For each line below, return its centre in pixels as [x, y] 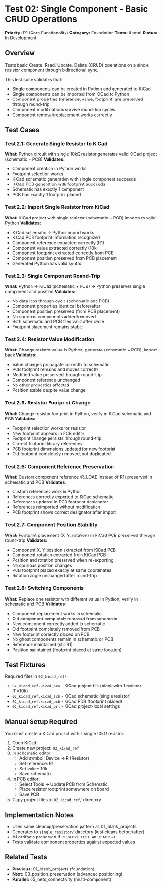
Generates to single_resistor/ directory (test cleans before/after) [78, 832]
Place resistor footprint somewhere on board [64, 789]
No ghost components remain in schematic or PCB [63, 639]
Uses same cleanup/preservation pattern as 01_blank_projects [74, 826]
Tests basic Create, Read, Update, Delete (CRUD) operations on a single [77, 65]
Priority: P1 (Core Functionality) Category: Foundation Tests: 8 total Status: [81, 33]
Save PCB [29, 794]
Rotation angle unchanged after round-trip [54, 576]
